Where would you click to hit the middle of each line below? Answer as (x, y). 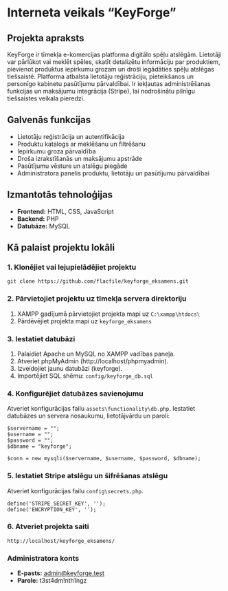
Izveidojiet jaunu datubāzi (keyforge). (70, 368)
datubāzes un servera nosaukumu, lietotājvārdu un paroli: (89, 416)
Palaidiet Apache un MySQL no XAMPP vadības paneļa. (96, 354)
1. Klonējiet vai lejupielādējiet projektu (72, 267)
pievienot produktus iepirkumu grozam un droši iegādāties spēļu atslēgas (111, 69)
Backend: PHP (38, 219)
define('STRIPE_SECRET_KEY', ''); (57, 504)
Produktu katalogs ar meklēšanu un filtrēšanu (81, 144)
